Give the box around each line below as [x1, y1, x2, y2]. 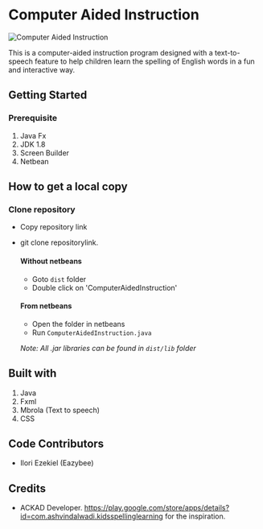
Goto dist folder [31, 274, 87, 283]
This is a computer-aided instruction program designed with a [8, 48, 213, 57]
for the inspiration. [164, 511, 226, 521]
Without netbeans [19, 256, 82, 266]
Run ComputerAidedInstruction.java [31, 328, 152, 337]
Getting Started [8, 89, 88, 102]
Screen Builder [19, 147, 70, 158]
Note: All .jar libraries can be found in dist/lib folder [19, 343, 197, 353]
